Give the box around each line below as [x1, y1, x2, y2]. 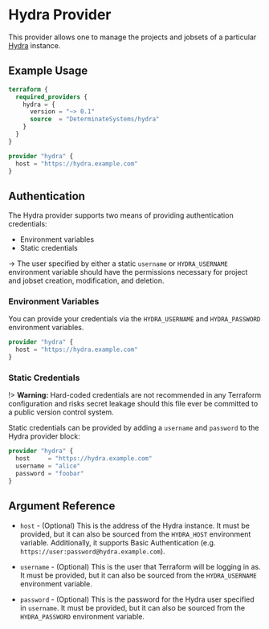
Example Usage [8, 64, 88, 78]
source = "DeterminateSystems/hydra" [29, 115, 160, 124]
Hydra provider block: [8, 431, 80, 441]
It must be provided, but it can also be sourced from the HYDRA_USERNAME [19, 570, 257, 580]
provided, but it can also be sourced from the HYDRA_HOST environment [19, 529, 251, 539]
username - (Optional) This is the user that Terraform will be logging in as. [19, 562, 261, 571]
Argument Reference [8, 500, 116, 513]
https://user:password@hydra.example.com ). [19, 546, 166, 556]
